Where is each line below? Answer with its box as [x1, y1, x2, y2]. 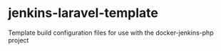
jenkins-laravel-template [8, 5, 159, 21]
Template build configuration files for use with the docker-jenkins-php [8, 28, 214, 37]
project [8, 35, 29, 44]
